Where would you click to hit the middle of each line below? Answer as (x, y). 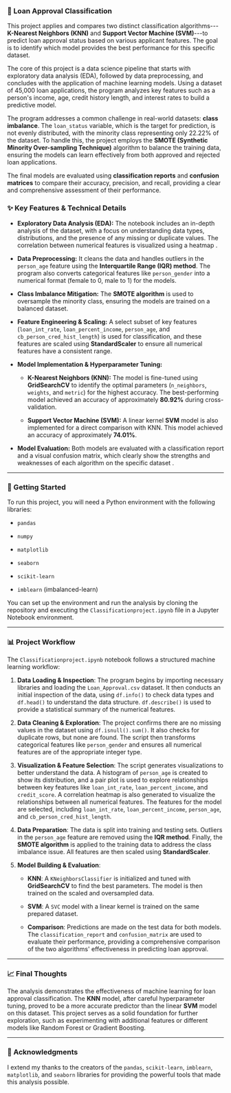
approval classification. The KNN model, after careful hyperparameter (106, 999)
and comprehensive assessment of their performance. (84, 190)
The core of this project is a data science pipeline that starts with (99, 69)
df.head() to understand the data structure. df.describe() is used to (114, 702)
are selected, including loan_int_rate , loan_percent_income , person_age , (119, 809)
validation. (42, 407)
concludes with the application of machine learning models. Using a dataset (114, 83)
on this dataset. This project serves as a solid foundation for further (102, 1013)
